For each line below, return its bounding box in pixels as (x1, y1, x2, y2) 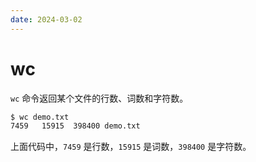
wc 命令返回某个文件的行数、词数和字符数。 (10, 92, 189, 104)
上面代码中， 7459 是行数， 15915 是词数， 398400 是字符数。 (10, 141, 252, 153)
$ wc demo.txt (10, 112, 70, 122)
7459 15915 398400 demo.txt (10, 121, 141, 131)
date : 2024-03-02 (10, 14, 83, 25)
